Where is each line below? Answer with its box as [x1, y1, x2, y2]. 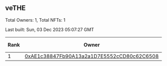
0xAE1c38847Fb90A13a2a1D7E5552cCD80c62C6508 [24, 53, 159, 60]
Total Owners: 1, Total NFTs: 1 [5, 17, 66, 23]
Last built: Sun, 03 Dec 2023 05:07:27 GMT [5, 27, 94, 33]
